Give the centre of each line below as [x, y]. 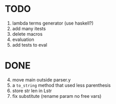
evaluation [23, 39]
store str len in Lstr [32, 91]
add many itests [29, 28]
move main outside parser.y [41, 79]
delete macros [27, 34]
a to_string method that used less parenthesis [61, 85]
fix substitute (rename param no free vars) [57, 96]
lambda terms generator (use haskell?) [53, 23]
